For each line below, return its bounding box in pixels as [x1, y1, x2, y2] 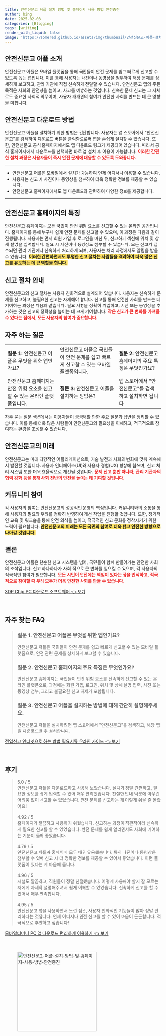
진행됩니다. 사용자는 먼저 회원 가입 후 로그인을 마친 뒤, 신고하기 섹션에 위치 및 [5, 235, 154, 241]
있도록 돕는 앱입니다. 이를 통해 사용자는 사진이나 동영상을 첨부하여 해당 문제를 [5, 75, 154, 81]
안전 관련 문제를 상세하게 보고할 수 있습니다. [36, 650, 120, 656]
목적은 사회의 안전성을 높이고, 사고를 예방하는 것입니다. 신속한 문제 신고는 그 [5, 87, 152, 93]
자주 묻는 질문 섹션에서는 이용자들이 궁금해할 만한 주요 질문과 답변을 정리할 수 [5, 414, 154, 420]
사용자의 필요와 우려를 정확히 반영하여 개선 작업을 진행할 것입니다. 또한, [10, 511, 147, 517]
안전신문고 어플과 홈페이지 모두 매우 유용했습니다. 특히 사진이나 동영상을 [17, 849, 156, 855]
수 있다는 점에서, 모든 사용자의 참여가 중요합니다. [5, 315, 98, 321]
